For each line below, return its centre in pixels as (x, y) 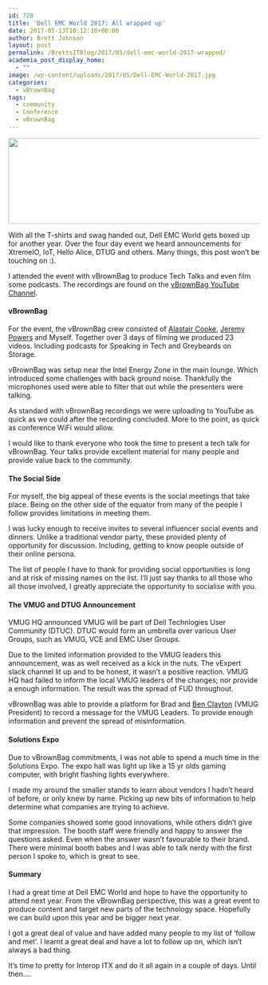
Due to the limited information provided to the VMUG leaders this (115, 655)
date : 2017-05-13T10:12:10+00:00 (64, 30)
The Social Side (35, 478)
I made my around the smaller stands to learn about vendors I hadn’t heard (131, 789)
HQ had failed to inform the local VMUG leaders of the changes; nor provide (133, 680)
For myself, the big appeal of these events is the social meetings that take (129, 496)
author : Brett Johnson (46, 38)
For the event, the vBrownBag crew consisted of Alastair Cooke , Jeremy (127, 329)
